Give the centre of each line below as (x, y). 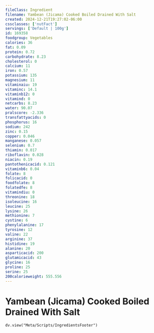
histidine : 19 (20, 244)
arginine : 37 (19, 239)
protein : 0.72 (20, 52)
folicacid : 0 (19, 178)
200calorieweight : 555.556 (33, 276)
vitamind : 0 (18, 99)
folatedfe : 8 (19, 188)
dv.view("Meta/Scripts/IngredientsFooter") (52, 325)
